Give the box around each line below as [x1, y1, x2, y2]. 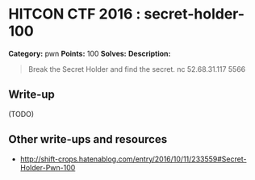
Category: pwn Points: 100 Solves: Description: [8, 48, 171, 58]
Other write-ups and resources [8, 132, 168, 146]
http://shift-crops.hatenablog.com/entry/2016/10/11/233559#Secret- [19, 154, 247, 164]
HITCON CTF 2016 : [8, 5, 141, 23]
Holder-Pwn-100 [19, 162, 76, 172]
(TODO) [8, 109, 35, 119]
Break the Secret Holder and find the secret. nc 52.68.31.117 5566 [27, 64, 246, 73]
